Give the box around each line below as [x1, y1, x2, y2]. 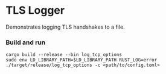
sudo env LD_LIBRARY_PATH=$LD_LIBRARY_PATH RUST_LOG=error [5, 57, 158, 63]
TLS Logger [5, 4, 65, 17]
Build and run [5, 38, 46, 47]
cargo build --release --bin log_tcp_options [5, 52, 122, 58]
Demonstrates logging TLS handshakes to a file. [5, 23, 125, 30]
